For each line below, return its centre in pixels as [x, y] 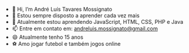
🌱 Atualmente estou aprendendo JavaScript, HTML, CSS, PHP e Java [98, 22]
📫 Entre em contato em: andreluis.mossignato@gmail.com [85, 29]
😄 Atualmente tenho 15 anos [48, 37]
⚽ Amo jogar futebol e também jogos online [66, 44]
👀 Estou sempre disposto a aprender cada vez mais [76, 15]
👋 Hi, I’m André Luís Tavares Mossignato [62, 9]
